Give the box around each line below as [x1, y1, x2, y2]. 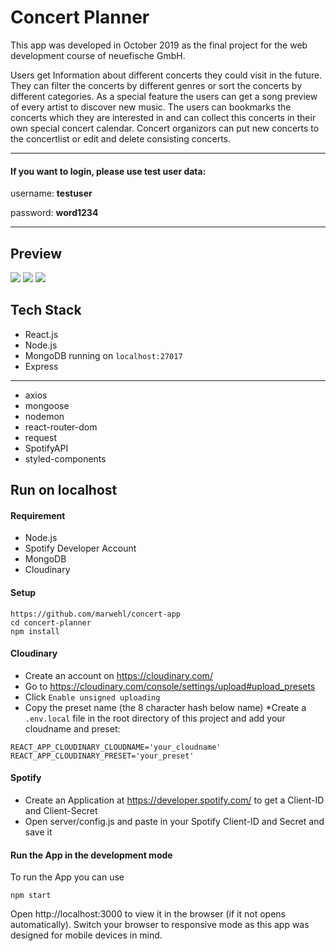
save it [24, 826, 53, 838]
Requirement [10, 509, 66, 521]
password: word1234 [10, 207, 99, 219]
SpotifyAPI [24, 442, 69, 454]
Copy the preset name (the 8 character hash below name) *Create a [24, 701, 307, 713]
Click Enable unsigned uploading [24, 691, 161, 703]
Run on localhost [10, 482, 118, 499]
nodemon [24, 410, 65, 422]
